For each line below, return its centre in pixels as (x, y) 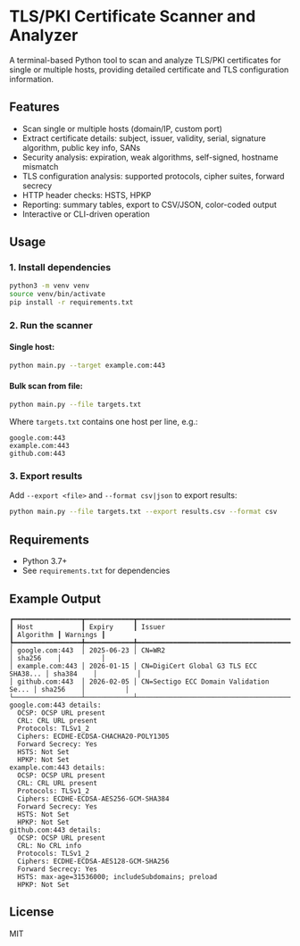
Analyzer (44, 35)
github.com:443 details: (55, 830)
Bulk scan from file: (46, 386)
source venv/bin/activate (57, 295)
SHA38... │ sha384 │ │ (75, 674)
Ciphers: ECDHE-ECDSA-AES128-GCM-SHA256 (93, 861)
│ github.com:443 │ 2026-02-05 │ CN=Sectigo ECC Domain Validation (139, 681)
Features (34, 108)
